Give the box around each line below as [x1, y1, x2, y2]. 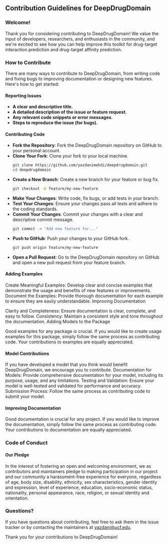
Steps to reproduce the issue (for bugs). [12, 120, 98, 126]
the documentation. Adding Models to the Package [5, 318, 110, 324]
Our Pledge [5, 452, 29, 458]
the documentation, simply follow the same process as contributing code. [5, 422, 157, 428]
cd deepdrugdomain [12, 168, 51, 173]
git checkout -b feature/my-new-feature [12, 186, 98, 191]
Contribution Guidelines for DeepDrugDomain [5, 4, 151, 13]
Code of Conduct [5, 439, 48, 446]
